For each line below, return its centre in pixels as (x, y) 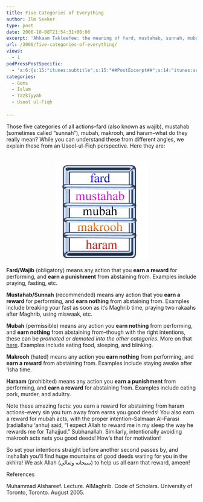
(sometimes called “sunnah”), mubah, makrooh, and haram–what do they (97, 132)
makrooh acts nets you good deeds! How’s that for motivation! (84, 438)
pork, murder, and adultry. (39, 394)
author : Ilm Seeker (31, 19)
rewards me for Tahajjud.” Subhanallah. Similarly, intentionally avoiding (94, 431)
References (21, 474)
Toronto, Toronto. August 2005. (45, 492)
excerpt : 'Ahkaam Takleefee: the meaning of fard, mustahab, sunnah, (96, 38)
